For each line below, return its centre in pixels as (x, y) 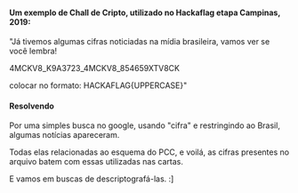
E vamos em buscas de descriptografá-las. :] (92, 179)
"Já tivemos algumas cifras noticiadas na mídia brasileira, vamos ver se (140, 42)
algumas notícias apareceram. (64, 135)
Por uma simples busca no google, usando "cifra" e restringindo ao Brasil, (145, 125)
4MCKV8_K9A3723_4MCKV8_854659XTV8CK (95, 68)
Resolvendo (32, 106)
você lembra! (33, 51)
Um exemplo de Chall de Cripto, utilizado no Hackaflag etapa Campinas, (145, 12)
